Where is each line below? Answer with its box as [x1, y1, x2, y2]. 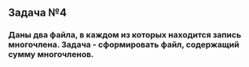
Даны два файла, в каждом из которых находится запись [8, 30, 242, 41]
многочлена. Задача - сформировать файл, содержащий [8, 39, 240, 50]
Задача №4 [8, 6, 67, 19]
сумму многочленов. [8, 49, 94, 60]
